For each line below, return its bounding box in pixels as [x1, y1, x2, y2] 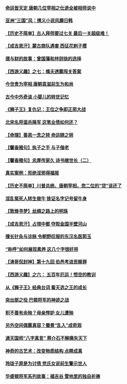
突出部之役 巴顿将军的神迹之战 [5, 297, 69, 303]
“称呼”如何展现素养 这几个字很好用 [5, 246, 79, 252]
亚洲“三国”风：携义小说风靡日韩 [5, 17, 73, 24]
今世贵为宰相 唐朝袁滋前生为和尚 [5, 81, 74, 87]
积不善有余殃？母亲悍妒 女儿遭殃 [5, 310, 74, 316]
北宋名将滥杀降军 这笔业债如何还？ [5, 119, 78, 125]
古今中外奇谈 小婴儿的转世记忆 [5, 93, 69, 100]
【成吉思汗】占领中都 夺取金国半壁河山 [5, 221, 87, 227]
